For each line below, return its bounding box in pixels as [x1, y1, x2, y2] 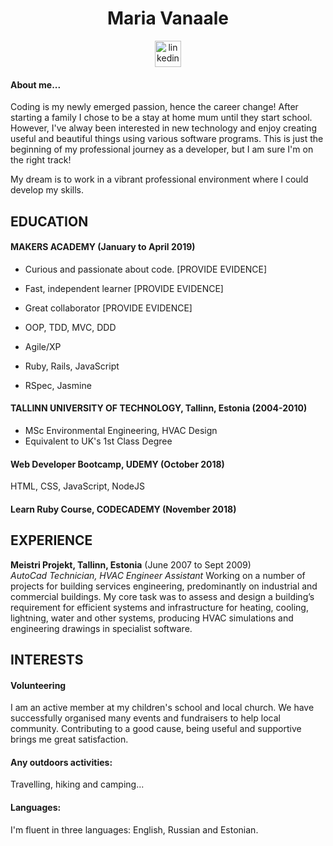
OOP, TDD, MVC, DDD [24, 321, 117, 333]
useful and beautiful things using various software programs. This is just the [10, 133, 324, 145]
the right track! [10, 154, 72, 166]
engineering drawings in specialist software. [10, 622, 193, 634]
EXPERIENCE [10, 532, 93, 549]
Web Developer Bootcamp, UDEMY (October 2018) [10, 458, 225, 470]
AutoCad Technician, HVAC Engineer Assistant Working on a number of [10, 569, 306, 581]
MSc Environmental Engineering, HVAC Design [24, 424, 218, 436]
